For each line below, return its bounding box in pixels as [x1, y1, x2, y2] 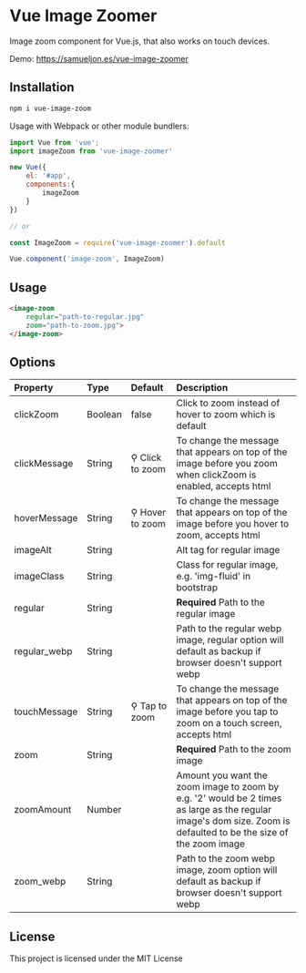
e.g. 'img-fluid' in [176, 570, 251, 583]
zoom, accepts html [176, 529, 261, 542]
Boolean [86, 408, 123, 421]
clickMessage [14, 457, 74, 470]
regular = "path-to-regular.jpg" [25, 312, 145, 322]
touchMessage [14, 705, 78, 718]
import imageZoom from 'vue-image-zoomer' [9, 147, 173, 156]
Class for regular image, [176, 558, 279, 571]
